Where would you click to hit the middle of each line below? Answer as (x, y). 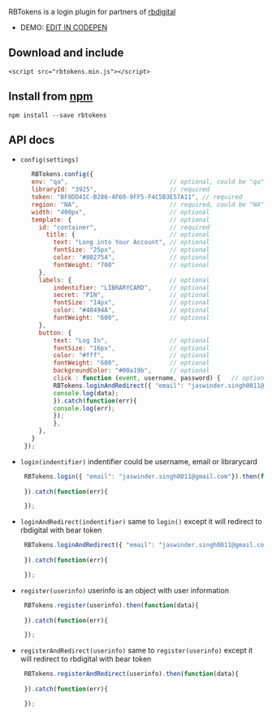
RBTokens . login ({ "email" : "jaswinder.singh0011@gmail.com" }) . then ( (142, 476)
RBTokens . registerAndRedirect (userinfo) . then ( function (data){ (132, 674)
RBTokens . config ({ (62, 174)
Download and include (66, 53)
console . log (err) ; (84, 408)
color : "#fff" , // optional (132, 355)
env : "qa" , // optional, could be (138, 182)
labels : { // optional (124, 280)
